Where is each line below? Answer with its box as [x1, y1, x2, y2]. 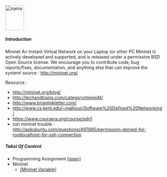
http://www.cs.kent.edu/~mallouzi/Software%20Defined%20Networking [12, 105, 162, 111]
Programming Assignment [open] [12, 155, 81, 161]
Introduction [5, 36, 31, 42]
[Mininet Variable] [19, 166, 56, 172]
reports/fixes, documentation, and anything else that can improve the [5, 64, 148, 70]
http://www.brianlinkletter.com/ [12, 99, 77, 105]
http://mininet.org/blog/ [12, 89, 61, 95]
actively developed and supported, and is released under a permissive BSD [5, 53, 160, 59]
